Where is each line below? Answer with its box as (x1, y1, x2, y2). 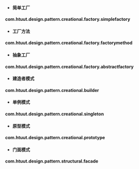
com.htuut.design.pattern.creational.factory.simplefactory (5, 16, 131, 22)
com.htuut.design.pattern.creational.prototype (5, 135, 105, 141)
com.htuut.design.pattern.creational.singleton (5, 111, 104, 117)
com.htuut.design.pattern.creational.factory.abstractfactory (5, 64, 134, 70)
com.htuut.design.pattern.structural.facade (5, 158, 98, 164)
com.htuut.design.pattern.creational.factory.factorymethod (5, 40, 133, 46)
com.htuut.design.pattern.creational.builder (5, 87, 99, 93)
